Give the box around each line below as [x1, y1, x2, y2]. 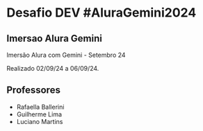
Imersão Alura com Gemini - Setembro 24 [6, 51, 126, 59]
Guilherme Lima [16, 110, 63, 119]
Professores [6, 85, 60, 96]
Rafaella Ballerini [16, 103, 65, 111]
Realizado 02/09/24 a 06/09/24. [6, 64, 99, 72]
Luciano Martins [16, 117, 63, 125]
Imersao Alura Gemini [6, 33, 102, 44]
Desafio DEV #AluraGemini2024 [6, 5, 197, 21]
